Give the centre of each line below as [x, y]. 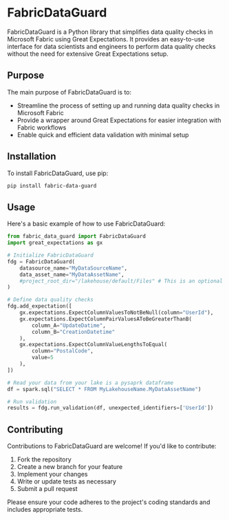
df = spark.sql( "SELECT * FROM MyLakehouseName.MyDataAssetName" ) [104, 389]
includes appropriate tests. [45, 510]
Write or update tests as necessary [67, 481]
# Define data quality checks [51, 300]
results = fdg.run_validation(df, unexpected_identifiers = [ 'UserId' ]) [110, 408]
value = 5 [43, 358]
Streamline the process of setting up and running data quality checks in [118, 106]
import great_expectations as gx [55, 243]
